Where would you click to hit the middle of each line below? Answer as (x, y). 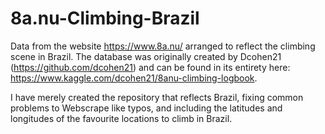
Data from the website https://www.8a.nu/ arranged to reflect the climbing (163, 46)
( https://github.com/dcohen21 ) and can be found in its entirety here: (150, 67)
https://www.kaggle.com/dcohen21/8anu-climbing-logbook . (134, 78)
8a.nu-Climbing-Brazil (105, 18)
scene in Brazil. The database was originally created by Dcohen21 (146, 56)
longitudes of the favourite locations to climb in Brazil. (121, 118)
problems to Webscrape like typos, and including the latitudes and (146, 108)
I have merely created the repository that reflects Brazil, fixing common (157, 97)
